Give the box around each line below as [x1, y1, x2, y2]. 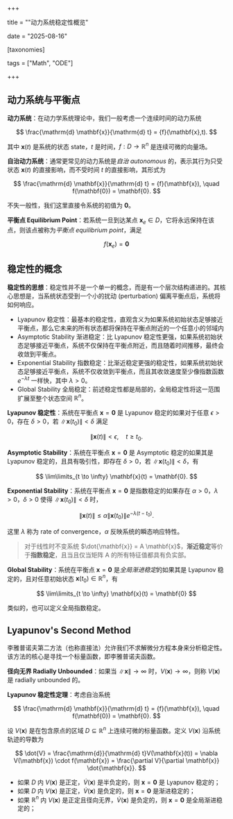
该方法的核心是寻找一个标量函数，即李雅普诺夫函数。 [7, 652, 159, 661]
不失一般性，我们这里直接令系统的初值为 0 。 [7, 201, 135, 210]
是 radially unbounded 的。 [7, 676, 85, 684]
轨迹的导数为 [7, 735, 44, 743]
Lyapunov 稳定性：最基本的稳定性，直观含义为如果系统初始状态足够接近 [17, 315, 223, 323]
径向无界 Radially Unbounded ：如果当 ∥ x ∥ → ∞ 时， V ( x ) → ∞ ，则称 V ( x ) [7, 667, 221, 675]
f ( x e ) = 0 [103, 240, 130, 250]
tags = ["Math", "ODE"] [7, 59, 74, 67]
